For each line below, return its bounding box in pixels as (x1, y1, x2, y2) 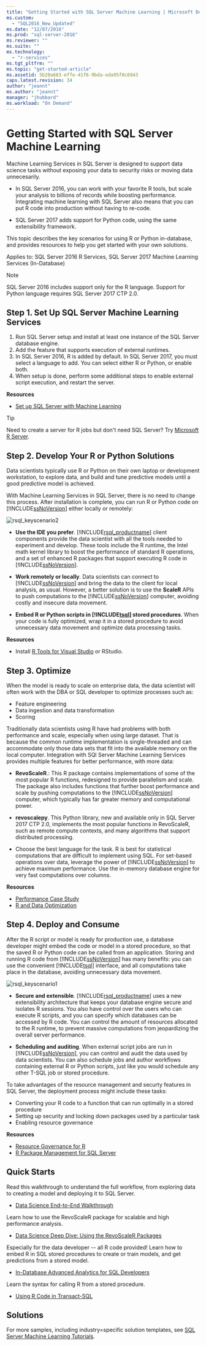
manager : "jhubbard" (6, 94, 59, 101)
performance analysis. (6, 1220, 63, 1227)
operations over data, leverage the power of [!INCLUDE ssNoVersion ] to (15, 859, 195, 865)
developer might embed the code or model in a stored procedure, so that (6, 942, 191, 949)
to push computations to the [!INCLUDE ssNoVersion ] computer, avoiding (15, 593, 199, 600)
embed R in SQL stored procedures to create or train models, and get (6, 1250, 181, 1257)
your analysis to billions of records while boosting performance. (15, 191, 177, 199)
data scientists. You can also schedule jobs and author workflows (15, 1055, 181, 1063)
